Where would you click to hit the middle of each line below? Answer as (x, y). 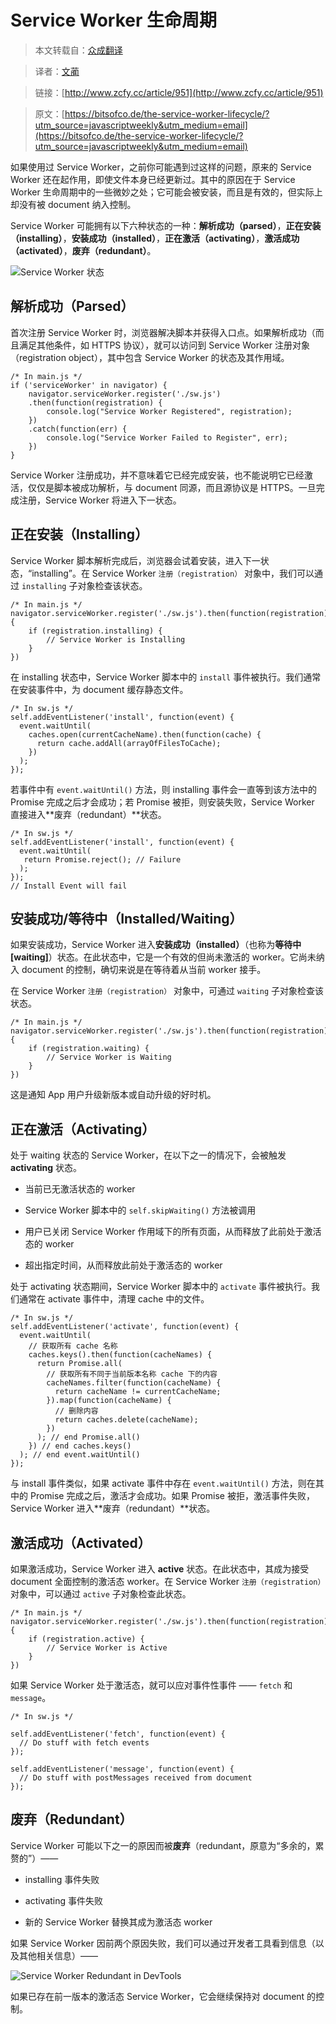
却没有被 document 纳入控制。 (73, 204)
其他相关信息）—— (58, 1955)
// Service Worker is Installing (116, 639)
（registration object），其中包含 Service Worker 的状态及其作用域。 (150, 357)
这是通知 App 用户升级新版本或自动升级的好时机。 (113, 1095)
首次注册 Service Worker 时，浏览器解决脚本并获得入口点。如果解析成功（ (163, 332)
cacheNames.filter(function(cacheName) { (134, 1383)
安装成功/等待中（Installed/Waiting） (126, 918)
